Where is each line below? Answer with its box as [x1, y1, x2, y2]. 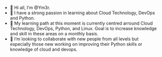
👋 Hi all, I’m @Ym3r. [9, 5, 51, 10]
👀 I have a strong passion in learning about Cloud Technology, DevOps [9, 10, 156, 16]
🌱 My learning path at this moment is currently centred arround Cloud [9, 20, 153, 26]
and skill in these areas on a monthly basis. [9, 31, 99, 36]
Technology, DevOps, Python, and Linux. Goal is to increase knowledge [9, 26, 157, 31]
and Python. [9, 15, 35, 21]
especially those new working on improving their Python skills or [9, 41, 143, 47]
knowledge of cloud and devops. [9, 47, 78, 52]
